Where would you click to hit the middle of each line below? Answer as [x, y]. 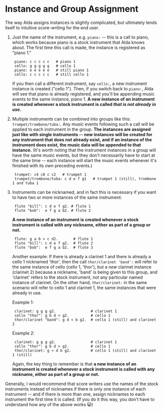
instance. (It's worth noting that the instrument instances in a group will [84, 150]
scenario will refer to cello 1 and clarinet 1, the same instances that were [84, 288]
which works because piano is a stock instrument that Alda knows [78, 42]
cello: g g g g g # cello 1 [45, 66]
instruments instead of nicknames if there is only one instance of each [75, 389]
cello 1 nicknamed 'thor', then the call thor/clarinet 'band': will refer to [84, 262]
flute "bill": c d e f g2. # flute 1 [53, 206]
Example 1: [23, 302]
